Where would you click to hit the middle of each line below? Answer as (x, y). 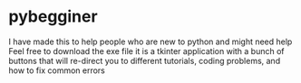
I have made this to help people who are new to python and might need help (150, 41)
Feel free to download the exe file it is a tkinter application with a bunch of (146, 51)
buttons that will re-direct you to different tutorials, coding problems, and (145, 60)
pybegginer (53, 17)
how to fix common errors (57, 70)
